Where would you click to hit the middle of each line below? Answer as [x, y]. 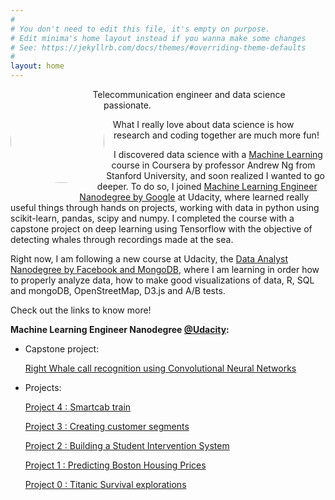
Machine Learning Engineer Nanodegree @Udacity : [120, 329]
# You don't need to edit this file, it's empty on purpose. [140, 29]
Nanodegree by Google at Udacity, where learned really [194, 197]
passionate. [127, 105]
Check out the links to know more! [81, 310]
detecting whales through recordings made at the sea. [122, 239]
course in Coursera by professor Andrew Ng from [213, 165]
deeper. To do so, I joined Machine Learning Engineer [207, 186]
